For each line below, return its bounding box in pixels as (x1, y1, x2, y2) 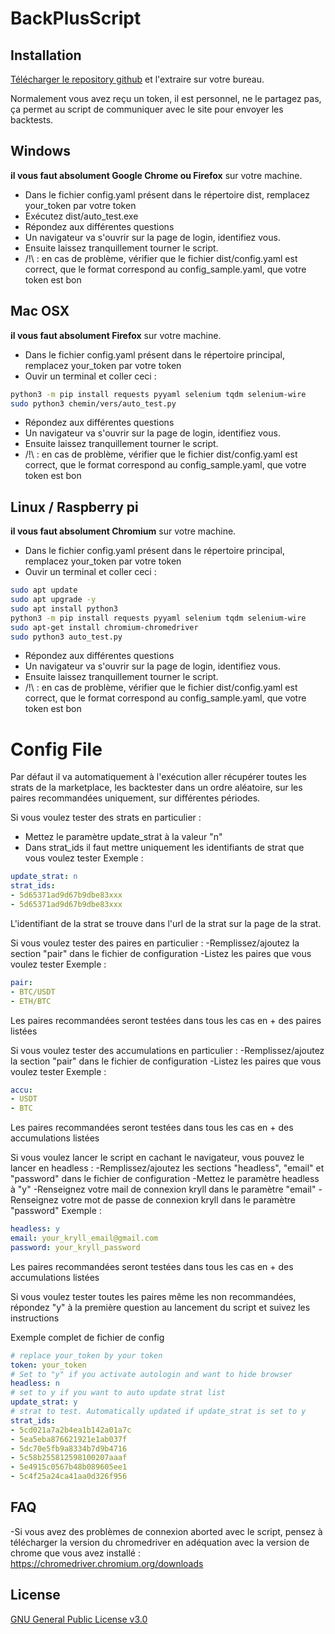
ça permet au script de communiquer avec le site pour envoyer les (10, 103, 284, 115)
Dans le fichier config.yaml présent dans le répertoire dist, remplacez (24, 188, 310, 201)
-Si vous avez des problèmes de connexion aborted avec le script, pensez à (10, 1525, 323, 1537)
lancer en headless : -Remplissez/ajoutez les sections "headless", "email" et (10, 1162, 325, 1174)
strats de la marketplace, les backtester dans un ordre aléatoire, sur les (10, 782, 303, 794)
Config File (10, 738, 103, 761)
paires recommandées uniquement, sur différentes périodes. (10, 792, 261, 804)
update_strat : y (10, 1397, 78, 1407)
